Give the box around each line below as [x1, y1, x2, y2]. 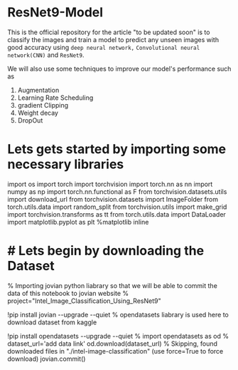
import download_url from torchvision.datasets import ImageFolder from [7, 195, 219, 203]
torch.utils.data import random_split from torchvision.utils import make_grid [7, 202, 227, 211]
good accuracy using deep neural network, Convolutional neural [7, 43, 200, 51]
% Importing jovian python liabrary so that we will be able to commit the [7, 281, 218, 289]
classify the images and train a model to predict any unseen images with [7, 35, 219, 43]
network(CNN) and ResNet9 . [7, 51, 85, 59]
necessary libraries [7, 156, 124, 173]
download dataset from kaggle [7, 318, 97, 327]
